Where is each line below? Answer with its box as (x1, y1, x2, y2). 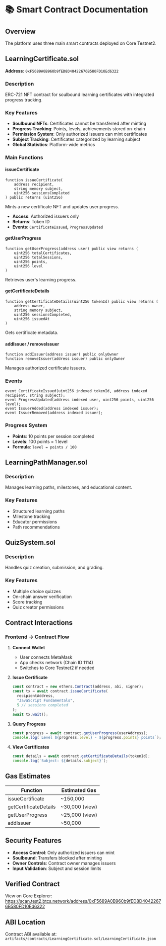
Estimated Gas (61, 786, 97, 793)
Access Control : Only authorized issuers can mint (12, 850, 115, 856)
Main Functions (5, 154, 44, 161)
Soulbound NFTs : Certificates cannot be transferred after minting (12, 120, 147, 127)
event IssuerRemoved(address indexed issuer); (5, 411, 103, 416)
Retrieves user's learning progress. (5, 276, 77, 282)
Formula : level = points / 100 (12, 443, 77, 450)
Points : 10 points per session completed (12, 433, 95, 439)
